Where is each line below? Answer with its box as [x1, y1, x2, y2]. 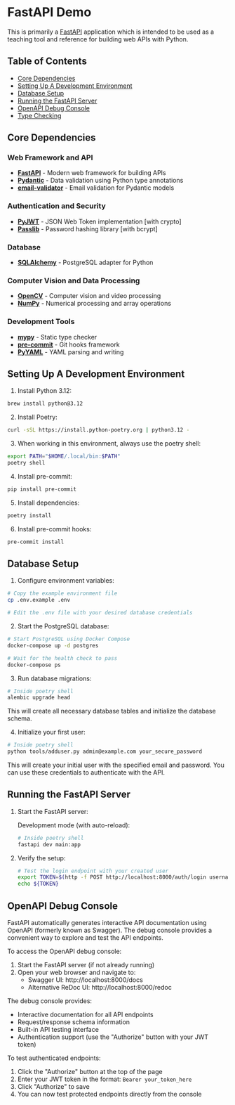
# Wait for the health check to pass [7, 654, 118, 661]
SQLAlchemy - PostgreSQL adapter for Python [17, 258, 154, 267]
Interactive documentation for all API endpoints [17, 1010, 154, 1019]
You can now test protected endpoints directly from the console [17, 1090, 202, 1098]
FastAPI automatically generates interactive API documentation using [7, 919, 207, 926]
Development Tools [7, 317, 75, 327]
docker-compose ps [7, 661, 61, 668]
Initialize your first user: [17, 728, 86, 737]
